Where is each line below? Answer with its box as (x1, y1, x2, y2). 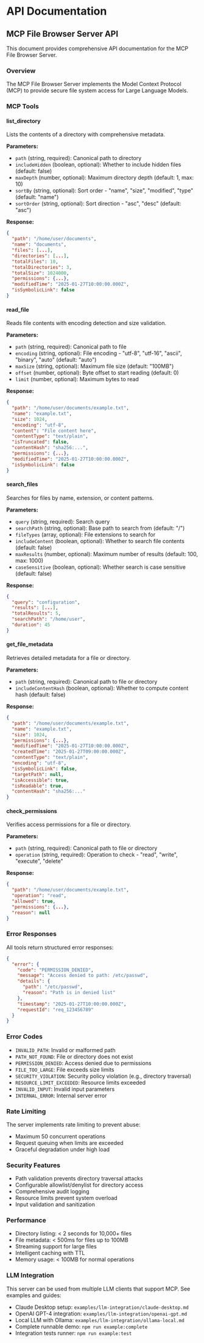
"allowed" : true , (12, 898, 56, 904)
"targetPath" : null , (12, 771, 64, 777)
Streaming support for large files (15, 1243, 97, 1250)
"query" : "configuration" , (12, 599, 80, 606)
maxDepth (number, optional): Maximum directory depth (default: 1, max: (15, 174, 194, 181)
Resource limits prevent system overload (15, 1195, 118, 1202)
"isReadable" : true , (12, 783, 64, 789)
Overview (6, 66, 36, 75)
